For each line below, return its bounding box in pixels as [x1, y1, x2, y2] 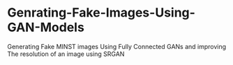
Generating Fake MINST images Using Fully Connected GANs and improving [7, 42, 227, 50]
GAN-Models [7, 19, 85, 35]
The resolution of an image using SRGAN [7, 50, 125, 58]
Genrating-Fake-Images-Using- [7, 5, 195, 21]
